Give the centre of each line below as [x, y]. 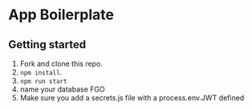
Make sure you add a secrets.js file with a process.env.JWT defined [132, 98]
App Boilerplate [61, 15]
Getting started [47, 45]
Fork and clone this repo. [61, 63]
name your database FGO [63, 89]
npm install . [41, 72]
